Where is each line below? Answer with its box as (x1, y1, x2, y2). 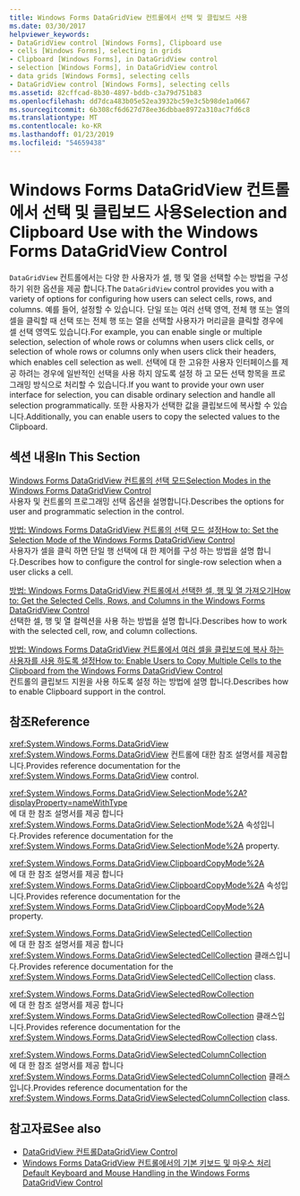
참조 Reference (9, 714, 90, 729)
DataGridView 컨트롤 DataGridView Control (21, 1147, 178, 1157)
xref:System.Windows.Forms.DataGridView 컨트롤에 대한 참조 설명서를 (9, 749, 264, 760)
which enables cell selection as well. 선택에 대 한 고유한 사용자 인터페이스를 (9, 356, 279, 367)
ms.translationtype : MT (9, 113, 99, 122)
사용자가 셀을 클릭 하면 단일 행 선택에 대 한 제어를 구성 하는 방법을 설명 (9, 545, 255, 556)
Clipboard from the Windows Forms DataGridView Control (9, 665, 223, 676)
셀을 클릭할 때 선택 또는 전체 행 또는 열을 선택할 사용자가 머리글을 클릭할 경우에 (9, 315, 284, 326)
